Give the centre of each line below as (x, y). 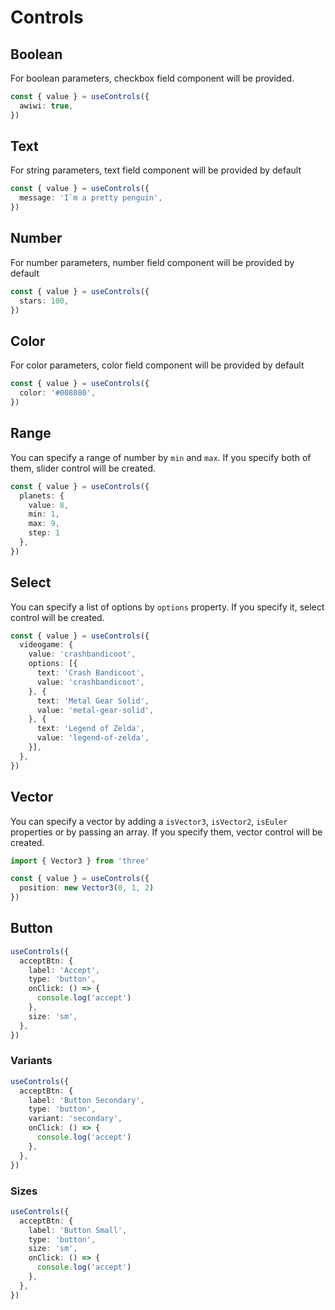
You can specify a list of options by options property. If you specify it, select (167, 607)
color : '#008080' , (58, 393)
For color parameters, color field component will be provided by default (157, 365)
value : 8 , (49, 505)
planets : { (42, 496)
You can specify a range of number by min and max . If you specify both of (161, 457)
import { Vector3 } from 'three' (80, 861)
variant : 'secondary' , (75, 1119)
